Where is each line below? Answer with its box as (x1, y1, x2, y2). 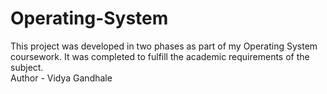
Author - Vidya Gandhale (10, 72, 113, 84)
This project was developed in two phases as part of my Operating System (10, 40, 318, 52)
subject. (10, 61, 44, 73)
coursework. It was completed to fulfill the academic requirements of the (10, 50, 310, 62)
